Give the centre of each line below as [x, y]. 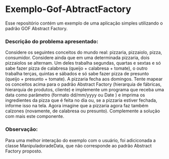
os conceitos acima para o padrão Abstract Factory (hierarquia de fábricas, [83, 84]
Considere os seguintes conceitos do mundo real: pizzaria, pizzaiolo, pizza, [84, 52]
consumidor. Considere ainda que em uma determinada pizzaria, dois [77, 58]
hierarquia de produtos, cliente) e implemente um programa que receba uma [85, 90]
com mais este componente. [35, 116]
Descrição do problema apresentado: [52, 41]
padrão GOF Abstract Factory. [37, 28]
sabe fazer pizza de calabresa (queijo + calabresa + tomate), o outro [76, 68]
